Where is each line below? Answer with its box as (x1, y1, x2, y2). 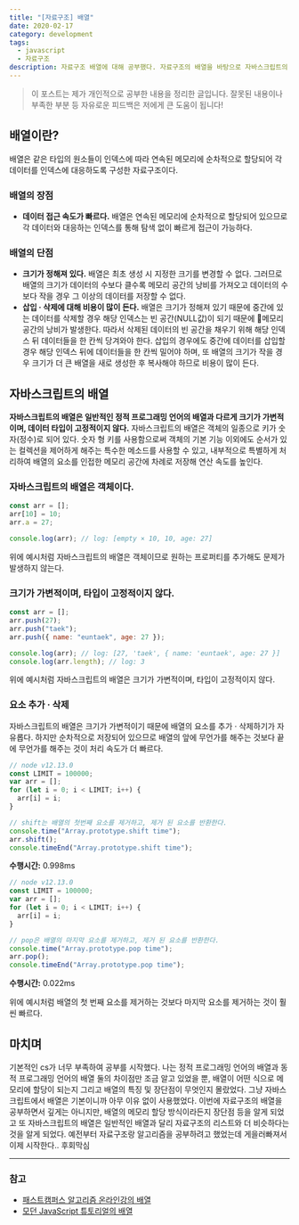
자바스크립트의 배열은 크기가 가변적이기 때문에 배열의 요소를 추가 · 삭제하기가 (9, 720, 276, 731)
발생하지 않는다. (9, 563, 65, 573)
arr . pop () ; (9, 952, 50, 961)
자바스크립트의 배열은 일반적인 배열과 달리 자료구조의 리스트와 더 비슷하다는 (28, 1118, 290, 1129)
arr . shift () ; (9, 834, 58, 843)
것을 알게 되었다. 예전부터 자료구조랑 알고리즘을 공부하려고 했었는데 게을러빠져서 (9, 1129, 287, 1139)
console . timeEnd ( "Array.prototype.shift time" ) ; (9, 843, 193, 852)
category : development (9, 29, 93, 38)
